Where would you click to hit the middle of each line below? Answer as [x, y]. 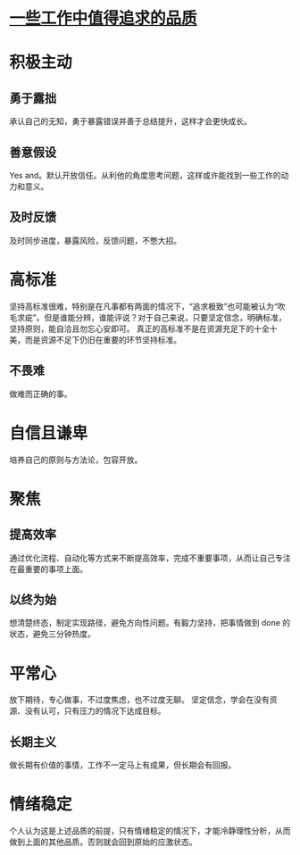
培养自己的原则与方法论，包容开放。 [76, 460]
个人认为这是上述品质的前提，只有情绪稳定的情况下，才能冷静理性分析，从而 [150, 830]
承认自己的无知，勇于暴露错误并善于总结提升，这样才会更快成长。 [130, 121]
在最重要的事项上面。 [48, 569]
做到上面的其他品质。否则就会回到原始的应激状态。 [103, 842]
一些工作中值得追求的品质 [104, 18]
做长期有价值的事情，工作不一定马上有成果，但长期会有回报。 [123, 765]
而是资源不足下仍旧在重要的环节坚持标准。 [103, 339]
